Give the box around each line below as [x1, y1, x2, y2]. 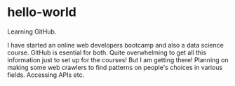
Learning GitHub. [7, 27, 57, 36]
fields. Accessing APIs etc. [7, 71, 85, 79]
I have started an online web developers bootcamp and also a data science [7, 41, 224, 49]
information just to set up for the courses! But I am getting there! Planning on [7, 55, 229, 64]
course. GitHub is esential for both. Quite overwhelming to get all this [7, 48, 207, 57]
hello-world [7, 4, 77, 20]
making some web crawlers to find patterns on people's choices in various [7, 63, 223, 71]
